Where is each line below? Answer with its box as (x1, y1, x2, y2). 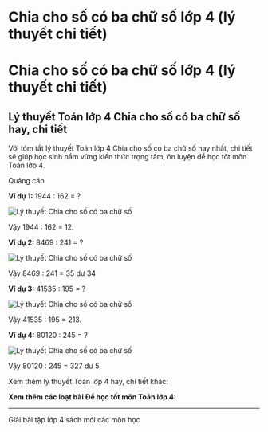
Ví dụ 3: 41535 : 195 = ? (8, 284, 86, 294)
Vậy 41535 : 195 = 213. (8, 315, 82, 324)
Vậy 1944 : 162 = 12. (8, 222, 74, 232)
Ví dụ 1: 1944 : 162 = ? (8, 191, 81, 201)
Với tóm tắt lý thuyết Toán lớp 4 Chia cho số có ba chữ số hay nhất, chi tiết (8, 143, 253, 153)
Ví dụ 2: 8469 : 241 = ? (8, 238, 84, 247)
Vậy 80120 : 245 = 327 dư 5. (8, 361, 101, 371)
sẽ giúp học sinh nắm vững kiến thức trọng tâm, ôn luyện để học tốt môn (8, 152, 247, 162)
